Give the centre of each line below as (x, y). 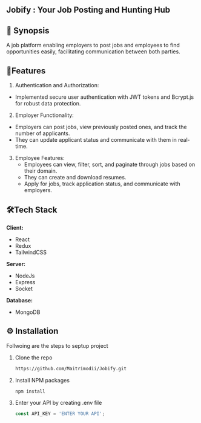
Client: (15, 227)
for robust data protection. (48, 104)
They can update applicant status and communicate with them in (96, 140)
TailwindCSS (31, 252)
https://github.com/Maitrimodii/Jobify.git (71, 368)
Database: (20, 300)
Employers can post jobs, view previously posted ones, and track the (101, 127)
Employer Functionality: (44, 115)
